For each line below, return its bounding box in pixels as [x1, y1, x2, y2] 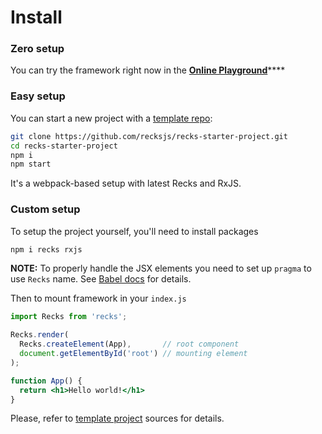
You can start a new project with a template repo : [10, 112, 213, 124]
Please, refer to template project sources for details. [10, 412, 225, 425]
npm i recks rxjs [10, 244, 83, 255]
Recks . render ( [10, 330, 70, 340]
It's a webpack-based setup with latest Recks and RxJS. [10, 177, 242, 190]
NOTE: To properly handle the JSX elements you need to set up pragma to [10, 262, 312, 275]
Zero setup [10, 42, 65, 56]
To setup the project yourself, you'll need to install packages [10, 225, 259, 237]
